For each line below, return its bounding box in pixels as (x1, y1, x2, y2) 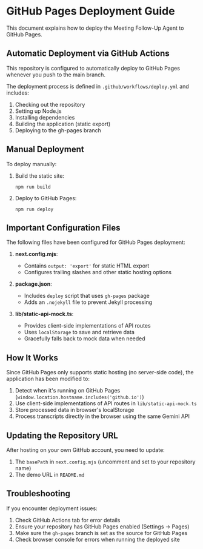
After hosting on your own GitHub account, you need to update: (6, 446, 165, 453)
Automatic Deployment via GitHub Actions (6, 49, 170, 59)
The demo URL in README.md (15, 471, 85, 478)
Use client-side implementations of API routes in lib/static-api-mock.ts (15, 400, 197, 407)
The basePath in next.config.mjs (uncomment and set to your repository (15, 458, 196, 465)
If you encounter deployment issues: (6, 505, 98, 512)
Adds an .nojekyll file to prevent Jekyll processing (24, 298, 153, 306)
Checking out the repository (15, 101, 85, 108)
